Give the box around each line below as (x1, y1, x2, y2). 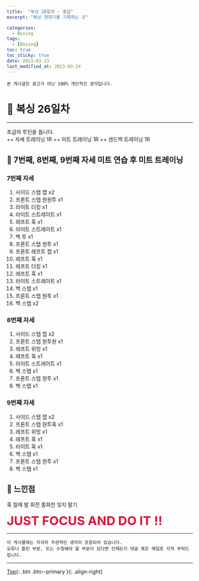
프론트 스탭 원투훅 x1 (15, 420, 63, 428)
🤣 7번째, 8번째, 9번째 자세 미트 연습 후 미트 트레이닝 (6, 155, 184, 165)
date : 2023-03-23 (6, 57, 50, 64)
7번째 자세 (6, 174, 34, 182)
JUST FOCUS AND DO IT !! (6, 513, 163, 528)
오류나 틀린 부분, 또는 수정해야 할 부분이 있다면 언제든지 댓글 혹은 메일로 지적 (6, 545, 175, 551)
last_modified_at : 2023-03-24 (6, 63, 81, 69)
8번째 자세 (6, 316, 35, 325)
